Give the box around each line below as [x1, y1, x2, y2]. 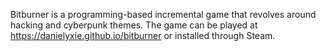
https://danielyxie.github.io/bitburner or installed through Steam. [10, 30, 276, 41]
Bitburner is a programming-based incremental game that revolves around [10, 9, 317, 20]
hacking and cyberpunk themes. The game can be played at [10, 19, 258, 31]
